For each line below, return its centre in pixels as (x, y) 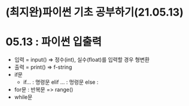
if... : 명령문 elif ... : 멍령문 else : (61, 82)
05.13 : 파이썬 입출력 (54, 42)
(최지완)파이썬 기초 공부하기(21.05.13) (94, 12)
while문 (23, 97)
